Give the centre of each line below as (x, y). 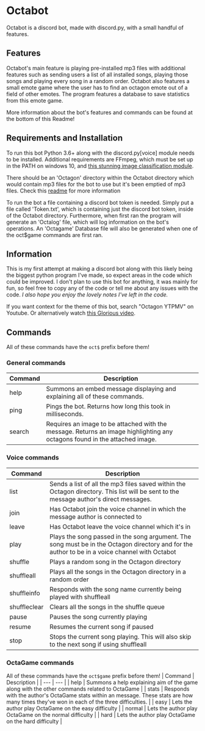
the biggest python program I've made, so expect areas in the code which (99, 275)
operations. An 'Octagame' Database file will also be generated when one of (102, 228)
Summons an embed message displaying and (111, 389)
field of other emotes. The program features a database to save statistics (98, 94)
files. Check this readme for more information (63, 191)
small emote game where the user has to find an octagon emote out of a (97, 87)
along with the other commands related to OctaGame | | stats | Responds (98, 689)
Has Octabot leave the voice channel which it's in (120, 526)
